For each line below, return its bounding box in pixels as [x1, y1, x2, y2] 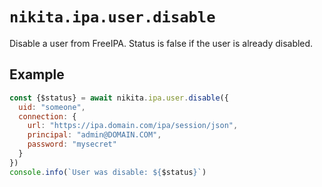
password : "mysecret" [27, 139, 117, 150]
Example [9, 66, 65, 83]
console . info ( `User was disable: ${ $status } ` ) [9, 167, 207, 177]
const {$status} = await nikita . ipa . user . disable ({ [9, 93, 229, 103]
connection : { [18, 111, 77, 122]
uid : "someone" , [18, 102, 86, 112]
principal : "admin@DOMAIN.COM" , [27, 130, 162, 140]
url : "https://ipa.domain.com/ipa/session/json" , [27, 121, 239, 131]
